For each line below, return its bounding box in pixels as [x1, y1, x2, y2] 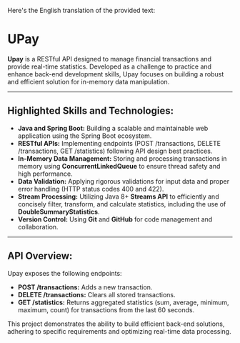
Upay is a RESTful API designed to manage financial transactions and [7, 54, 212, 63]
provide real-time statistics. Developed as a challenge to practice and [7, 62, 212, 71]
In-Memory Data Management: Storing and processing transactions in [17, 154, 227, 163]
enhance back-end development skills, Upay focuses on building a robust [7, 69, 224, 78]
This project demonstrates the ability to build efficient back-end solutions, [7, 319, 225, 328]
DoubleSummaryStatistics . [17, 207, 100, 216]
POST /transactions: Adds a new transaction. [17, 282, 153, 292]
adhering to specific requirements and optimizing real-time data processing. [7, 327, 231, 335]
